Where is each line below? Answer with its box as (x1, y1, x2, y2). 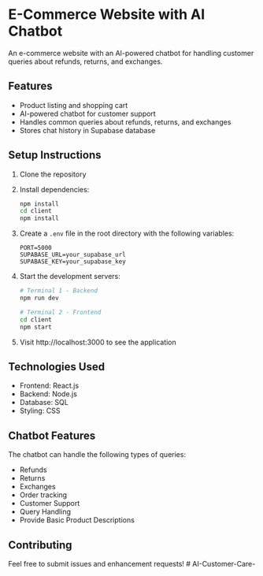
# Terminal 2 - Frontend (19, 308, 102, 316)
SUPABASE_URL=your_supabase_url (19, 251, 126, 259)
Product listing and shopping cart (19, 100, 128, 110)
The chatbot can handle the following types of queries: (8, 450, 187, 459)
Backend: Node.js (19, 389, 77, 399)
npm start (19, 323, 53, 331)
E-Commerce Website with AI (8, 6, 206, 24)
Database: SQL (19, 398, 69, 407)
